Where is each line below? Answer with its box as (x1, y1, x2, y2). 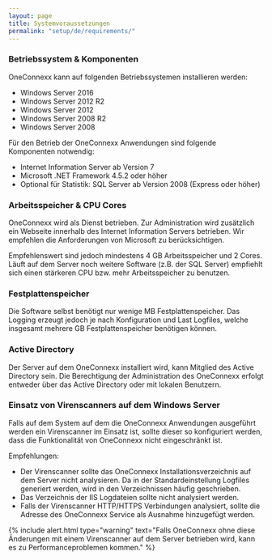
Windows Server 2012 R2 (19, 96, 105, 106)
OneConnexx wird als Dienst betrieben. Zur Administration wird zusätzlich (8, 218, 255, 227)
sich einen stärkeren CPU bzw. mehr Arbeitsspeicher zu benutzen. (8, 268, 231, 278)
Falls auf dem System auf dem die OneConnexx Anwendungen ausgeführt (8, 418, 257, 427)
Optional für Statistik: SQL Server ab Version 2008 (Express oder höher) (19, 179, 261, 189)
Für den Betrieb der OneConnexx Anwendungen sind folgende (8, 138, 217, 147)
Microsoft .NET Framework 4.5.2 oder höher (19, 171, 168, 180)
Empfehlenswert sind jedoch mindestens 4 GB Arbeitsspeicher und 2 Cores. (8, 250, 263, 260)
